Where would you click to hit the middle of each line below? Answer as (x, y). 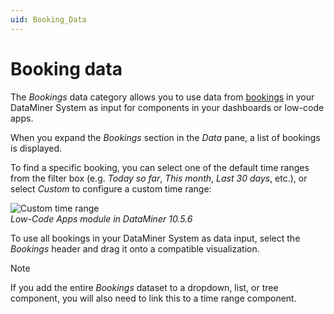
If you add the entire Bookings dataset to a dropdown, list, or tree (144, 287)
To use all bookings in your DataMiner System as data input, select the (155, 238)
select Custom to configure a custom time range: (111, 188)
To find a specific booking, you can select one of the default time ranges (160, 167)
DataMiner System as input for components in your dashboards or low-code (167, 107)
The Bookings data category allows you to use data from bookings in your (162, 97)
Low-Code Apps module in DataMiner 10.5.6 (101, 218)
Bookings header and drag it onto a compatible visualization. (135, 248)
